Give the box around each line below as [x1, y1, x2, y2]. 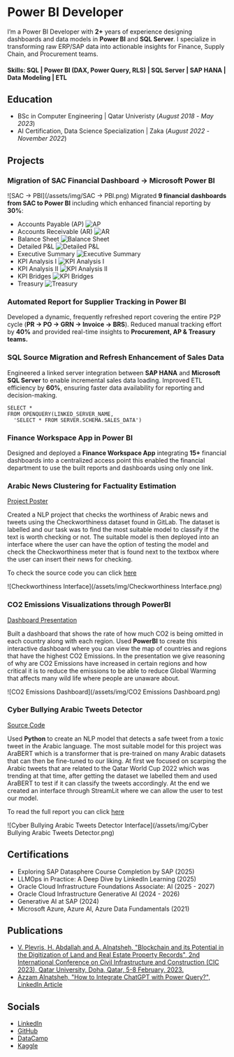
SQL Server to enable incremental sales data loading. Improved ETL [7, 376, 203, 384]
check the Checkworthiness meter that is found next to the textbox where [7, 547, 219, 556]
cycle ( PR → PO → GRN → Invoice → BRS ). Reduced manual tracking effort [7, 320, 222, 329]
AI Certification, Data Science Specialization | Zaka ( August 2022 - [17, 127, 210, 135]
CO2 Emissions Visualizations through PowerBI [7, 600, 171, 610]
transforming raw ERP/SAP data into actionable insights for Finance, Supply [7, 42, 225, 50]
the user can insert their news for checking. [7, 555, 133, 563]
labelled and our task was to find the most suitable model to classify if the [7, 526, 219, 534]
